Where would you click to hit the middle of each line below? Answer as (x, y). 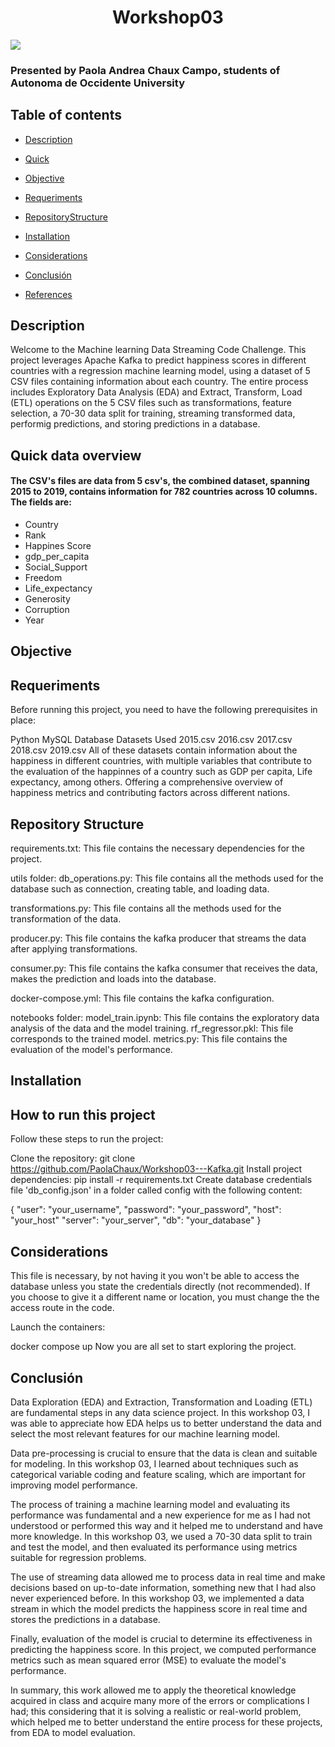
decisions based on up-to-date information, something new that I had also (163, 1587)
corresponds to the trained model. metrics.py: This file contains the (149, 1039)
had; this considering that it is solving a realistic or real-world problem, (156, 1711)
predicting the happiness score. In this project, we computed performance (163, 1649)
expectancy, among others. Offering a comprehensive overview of (147, 782)
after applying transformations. (74, 949)
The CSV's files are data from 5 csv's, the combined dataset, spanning (160, 481)
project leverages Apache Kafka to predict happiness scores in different (158, 360)
